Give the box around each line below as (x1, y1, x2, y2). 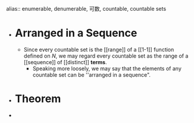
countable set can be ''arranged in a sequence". (32, 71, 151, 78)
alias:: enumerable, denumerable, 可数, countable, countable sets (6, 5, 167, 12)
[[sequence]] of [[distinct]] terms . (23, 58, 107, 65)
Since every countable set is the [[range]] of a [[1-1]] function (23, 46, 174, 53)
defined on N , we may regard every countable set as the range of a (23, 52, 189, 59)
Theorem (14, 92, 61, 106)
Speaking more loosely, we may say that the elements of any (32, 65, 182, 72)
